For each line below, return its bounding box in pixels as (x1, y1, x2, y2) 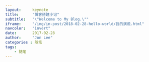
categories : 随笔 (5, 40, 42, 45)
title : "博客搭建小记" (5, 12, 59, 17)
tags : (5, 44, 17, 49)
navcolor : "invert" (5, 26, 51, 31)
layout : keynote (5, 7, 49, 12)
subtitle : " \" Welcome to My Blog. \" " (5, 16, 89, 21)
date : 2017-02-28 (5, 30, 55, 35)
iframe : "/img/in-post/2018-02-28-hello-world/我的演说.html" (5, 21, 144, 26)
